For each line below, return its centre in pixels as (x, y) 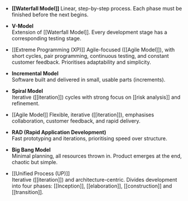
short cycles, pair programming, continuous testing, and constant (90, 56)
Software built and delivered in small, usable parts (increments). (88, 79)
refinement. (25, 103)
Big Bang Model (31, 150)
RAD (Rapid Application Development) (59, 132)
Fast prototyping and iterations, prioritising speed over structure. (89, 138)
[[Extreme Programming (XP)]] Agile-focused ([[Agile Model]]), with (93, 50)
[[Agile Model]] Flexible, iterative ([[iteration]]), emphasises (83, 115)
